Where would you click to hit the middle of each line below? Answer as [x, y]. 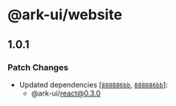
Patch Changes [38, 67]
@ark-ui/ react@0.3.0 [66, 93]
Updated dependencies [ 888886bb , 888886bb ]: [93, 84]
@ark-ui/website [65, 15]
